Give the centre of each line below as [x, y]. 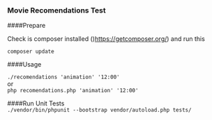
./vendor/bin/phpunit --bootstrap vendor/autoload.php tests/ [99, 110]
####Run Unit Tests [36, 103]
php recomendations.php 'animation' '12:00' [73, 91]
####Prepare [26, 26]
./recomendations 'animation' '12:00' [63, 77]
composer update [31, 52]
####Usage [24, 65]
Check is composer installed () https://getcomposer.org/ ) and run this [106, 39]
